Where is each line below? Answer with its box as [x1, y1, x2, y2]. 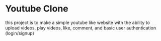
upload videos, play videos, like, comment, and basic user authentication [5, 24, 156, 30]
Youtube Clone [5, 3, 69, 14]
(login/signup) [5, 30, 34, 36]
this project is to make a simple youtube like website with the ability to [5, 19, 150, 25]
